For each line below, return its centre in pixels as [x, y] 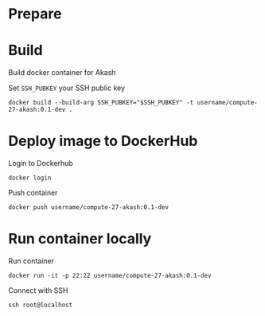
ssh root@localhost [41, 305]
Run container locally [80, 239]
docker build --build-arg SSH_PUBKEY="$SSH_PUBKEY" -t [101, 103]
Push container [33, 193]
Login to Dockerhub [41, 164]
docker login [30, 178]
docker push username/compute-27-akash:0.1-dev [89, 207]
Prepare [35, 14]
